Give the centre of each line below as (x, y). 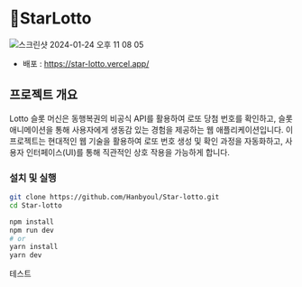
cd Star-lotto (36, 205)
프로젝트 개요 (44, 95)
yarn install (34, 247)
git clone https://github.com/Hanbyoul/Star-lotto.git (114, 198)
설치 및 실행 (33, 178)
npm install (32, 222)
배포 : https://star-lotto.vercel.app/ (86, 63)
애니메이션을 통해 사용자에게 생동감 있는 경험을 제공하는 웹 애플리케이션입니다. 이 (151, 129)
